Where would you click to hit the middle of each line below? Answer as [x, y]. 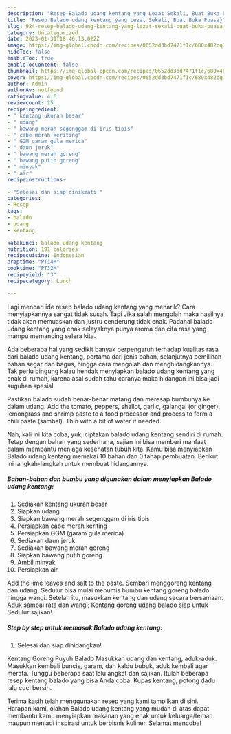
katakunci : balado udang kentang [55, 243]
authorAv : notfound [35, 90]
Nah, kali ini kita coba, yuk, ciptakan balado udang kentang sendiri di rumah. [115, 434]
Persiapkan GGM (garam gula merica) [70, 533]
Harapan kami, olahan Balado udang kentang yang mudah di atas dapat [108, 708]
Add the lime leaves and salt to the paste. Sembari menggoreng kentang [109, 583]
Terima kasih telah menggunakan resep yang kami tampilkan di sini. [103, 701]
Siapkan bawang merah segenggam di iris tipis [83, 518]
